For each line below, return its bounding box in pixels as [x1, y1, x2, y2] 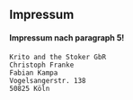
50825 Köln [9, 84, 50, 93]
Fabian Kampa [9, 68, 58, 77]
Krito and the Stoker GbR [9, 52, 106, 61]
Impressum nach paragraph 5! [9, 32, 125, 43]
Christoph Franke [9, 60, 75, 69]
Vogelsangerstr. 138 [9, 76, 87, 85]
